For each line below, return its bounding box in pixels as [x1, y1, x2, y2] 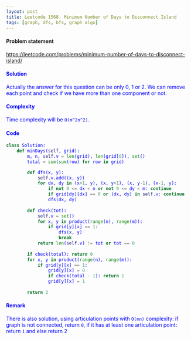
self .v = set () [37, 213, 75, 219]
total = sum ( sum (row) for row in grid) [27, 159, 125, 165]
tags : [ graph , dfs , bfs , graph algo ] [6, 19, 98, 25]
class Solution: [6, 143, 46, 148]
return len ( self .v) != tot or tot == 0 [37, 240, 135, 246]
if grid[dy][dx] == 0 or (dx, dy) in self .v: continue [47, 191, 185, 197]
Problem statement [6, 38, 54, 45]
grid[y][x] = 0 [47, 267, 85, 273]
